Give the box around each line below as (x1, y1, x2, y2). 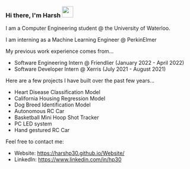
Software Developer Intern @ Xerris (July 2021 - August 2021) (14, 65, 166, 73)
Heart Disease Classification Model (14, 89, 100, 96)
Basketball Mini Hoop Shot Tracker (14, 114, 99, 121)
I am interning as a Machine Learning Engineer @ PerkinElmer (5, 36, 157, 43)
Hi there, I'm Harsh (5, 11, 61, 19)
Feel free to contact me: (5, 138, 64, 145)
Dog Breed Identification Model (14, 101, 91, 108)
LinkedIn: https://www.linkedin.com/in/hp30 (14, 156, 122, 163)
